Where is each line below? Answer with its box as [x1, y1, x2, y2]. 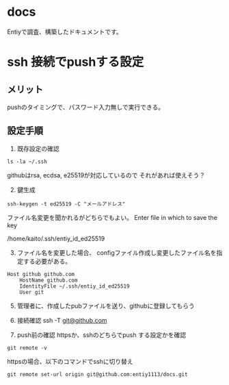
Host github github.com [7, 271, 75, 277]
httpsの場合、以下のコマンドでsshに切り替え [7, 357, 133, 365]
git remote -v [7, 344, 48, 351]
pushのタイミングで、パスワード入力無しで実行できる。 [7, 103, 165, 111]
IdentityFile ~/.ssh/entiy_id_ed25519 [19, 282, 130, 290]
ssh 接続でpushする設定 [7, 54, 144, 70]
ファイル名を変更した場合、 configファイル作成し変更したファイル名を [16, 248, 217, 257]
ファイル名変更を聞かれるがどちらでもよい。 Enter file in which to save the [7, 213, 217, 221]
